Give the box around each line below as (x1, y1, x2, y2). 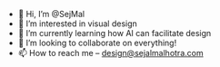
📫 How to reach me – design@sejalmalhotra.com (17, 48, 204, 58)
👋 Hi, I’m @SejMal (17, 9, 85, 19)
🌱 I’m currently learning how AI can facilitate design (17, 28, 212, 38)
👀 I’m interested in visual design (17, 18, 138, 29)
